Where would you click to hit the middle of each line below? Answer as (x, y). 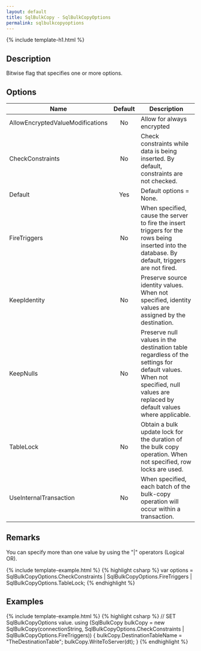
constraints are (162, 173)
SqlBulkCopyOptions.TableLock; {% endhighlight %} (71, 583)
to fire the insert (163, 223)
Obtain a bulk (159, 424)
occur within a (160, 509)
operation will (159, 502)
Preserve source (164, 278)
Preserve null (159, 332)
